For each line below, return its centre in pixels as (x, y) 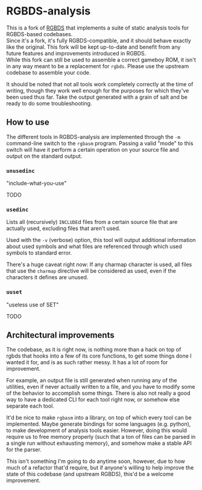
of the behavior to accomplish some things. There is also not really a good (98, 393)
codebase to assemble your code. (49, 72)
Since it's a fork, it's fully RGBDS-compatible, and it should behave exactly (99, 40)
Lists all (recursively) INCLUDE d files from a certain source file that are (92, 222)
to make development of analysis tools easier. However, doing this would (96, 430)
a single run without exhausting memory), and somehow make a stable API (99, 443)
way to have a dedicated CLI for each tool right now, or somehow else (93, 400)
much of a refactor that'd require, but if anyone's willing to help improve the (100, 468)
